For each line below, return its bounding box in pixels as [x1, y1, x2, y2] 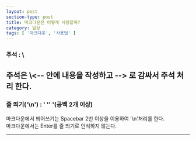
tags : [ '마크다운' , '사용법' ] [6, 30, 76, 36]
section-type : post [6, 14, 54, 20]
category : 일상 [6, 25, 41, 31]
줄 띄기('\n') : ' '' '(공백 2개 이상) [6, 101, 93, 109]
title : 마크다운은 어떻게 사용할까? [6, 19, 80, 25]
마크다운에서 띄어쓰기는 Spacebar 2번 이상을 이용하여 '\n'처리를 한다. [6, 115, 165, 122]
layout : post [6, 8, 38, 15]
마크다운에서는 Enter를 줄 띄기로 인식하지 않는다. [6, 122, 117, 129]
